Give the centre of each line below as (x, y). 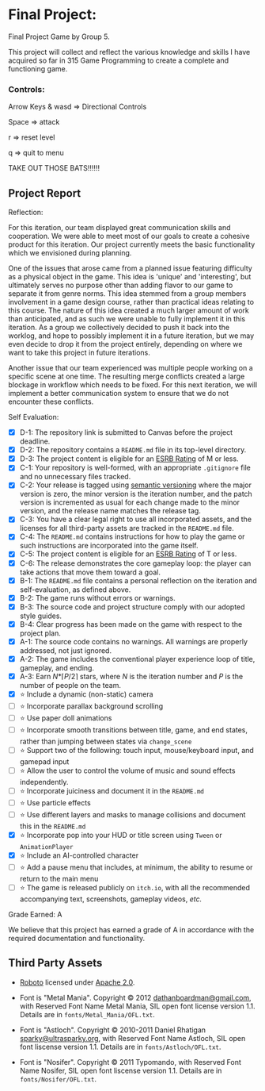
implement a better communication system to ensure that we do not (119, 394)
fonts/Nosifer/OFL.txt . (58, 1079)
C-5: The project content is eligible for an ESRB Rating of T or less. (128, 554)
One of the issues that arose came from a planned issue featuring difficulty (131, 268)
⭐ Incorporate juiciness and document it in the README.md (112, 791)
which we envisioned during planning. (70, 253)
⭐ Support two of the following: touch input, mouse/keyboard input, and (137, 751)
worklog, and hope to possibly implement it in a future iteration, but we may (131, 336)
